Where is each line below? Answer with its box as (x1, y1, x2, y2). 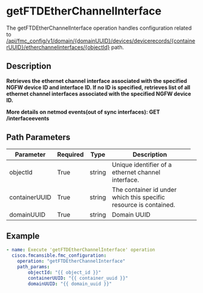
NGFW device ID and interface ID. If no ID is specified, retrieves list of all (6, 84, 190, 91)
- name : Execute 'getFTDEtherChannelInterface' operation (6, 247, 155, 253)
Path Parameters (6, 132, 71, 143)
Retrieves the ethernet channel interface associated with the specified (6, 77, 187, 84)
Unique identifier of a (111, 160, 172, 169)
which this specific (111, 193, 165, 201)
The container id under (111, 185, 177, 194)
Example (6, 231, 40, 241)
